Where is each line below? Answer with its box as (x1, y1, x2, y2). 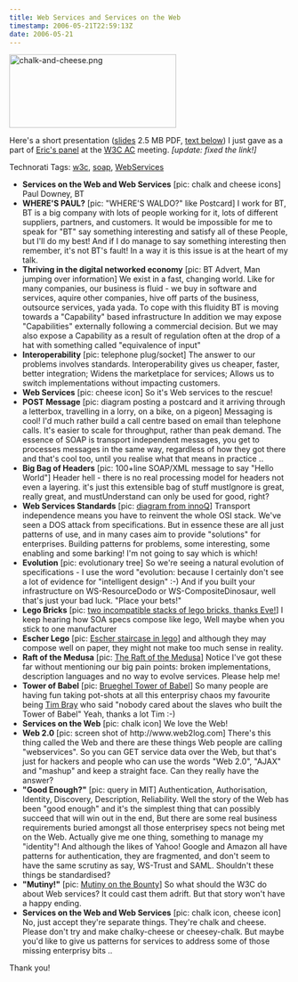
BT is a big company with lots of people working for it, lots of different (21, 207, 278, 218)
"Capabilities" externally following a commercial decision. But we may (21, 321, 278, 332)
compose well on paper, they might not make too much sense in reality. (21, 643, 284, 653)
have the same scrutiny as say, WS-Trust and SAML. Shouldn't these (21, 860, 274, 871)
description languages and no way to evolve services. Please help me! (21, 671, 280, 682)
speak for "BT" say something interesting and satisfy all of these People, (21, 226, 288, 237)
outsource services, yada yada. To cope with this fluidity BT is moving (21, 302, 279, 312)
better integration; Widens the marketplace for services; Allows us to (21, 369, 275, 379)
